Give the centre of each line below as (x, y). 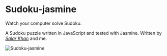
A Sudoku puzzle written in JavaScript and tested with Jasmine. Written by (83, 33)
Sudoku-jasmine (41, 9)
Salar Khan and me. (26, 38)
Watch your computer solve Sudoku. (44, 23)
